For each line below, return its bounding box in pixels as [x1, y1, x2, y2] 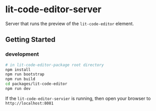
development [5, 51, 39, 58]
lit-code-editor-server [5, 4, 102, 15]
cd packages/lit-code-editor [5, 81, 68, 86]
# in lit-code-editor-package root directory [5, 62, 104, 68]
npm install [5, 67, 31, 72]
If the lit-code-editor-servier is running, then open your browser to [5, 95, 151, 101]
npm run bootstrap [5, 72, 44, 77]
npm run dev [5, 86, 31, 91]
